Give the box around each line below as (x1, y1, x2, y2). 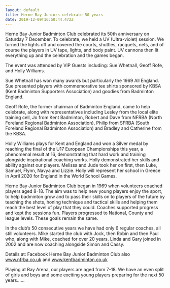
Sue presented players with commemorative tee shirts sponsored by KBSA (5, 83, 161, 89)
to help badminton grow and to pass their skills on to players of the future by (5, 194, 165, 200)
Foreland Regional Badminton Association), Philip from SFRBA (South (5, 120, 150, 126)
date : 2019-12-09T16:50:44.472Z (5, 17, 74, 22)
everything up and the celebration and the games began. (5, 52, 124, 59)
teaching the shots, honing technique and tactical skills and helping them (5, 199, 158, 205)
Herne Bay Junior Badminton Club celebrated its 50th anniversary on (5, 31, 150, 37)
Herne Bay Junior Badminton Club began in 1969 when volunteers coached (5, 183, 163, 189)
